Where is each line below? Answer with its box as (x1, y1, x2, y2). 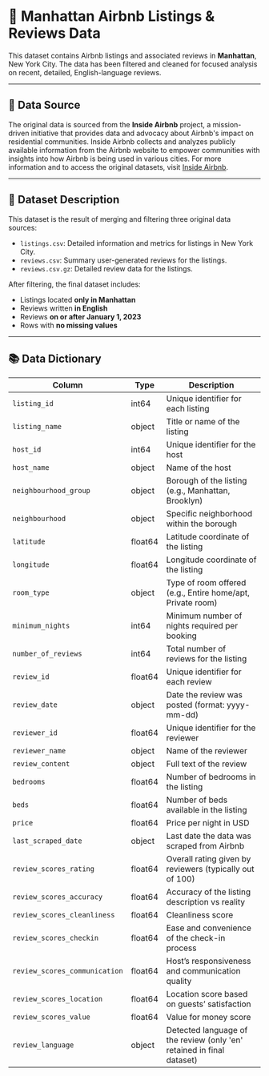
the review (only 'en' (166, 1034, 243, 1046)
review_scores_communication (12, 966, 123, 976)
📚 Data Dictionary (8, 351, 102, 365)
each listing (166, 403, 210, 415)
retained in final (166, 1045, 225, 1056)
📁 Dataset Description (8, 193, 120, 207)
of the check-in (166, 933, 226, 944)
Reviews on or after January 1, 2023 (19, 311, 142, 321)
